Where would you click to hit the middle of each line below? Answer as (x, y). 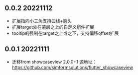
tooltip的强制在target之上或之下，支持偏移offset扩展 (65, 33)
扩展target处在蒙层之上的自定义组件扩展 (53, 27)
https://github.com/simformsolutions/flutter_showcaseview (72, 67)
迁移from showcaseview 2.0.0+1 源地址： (54, 62)
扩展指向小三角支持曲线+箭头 (42, 21)
